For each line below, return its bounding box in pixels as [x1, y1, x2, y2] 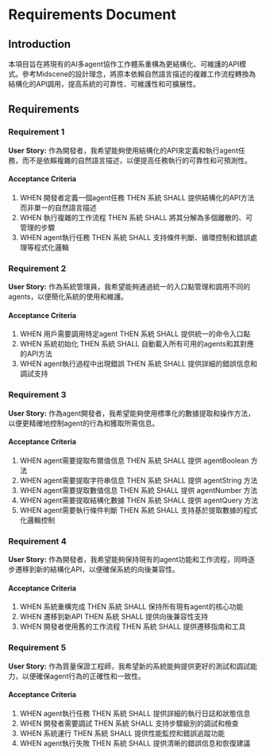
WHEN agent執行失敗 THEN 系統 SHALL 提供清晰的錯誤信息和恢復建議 [19, 738, 251, 748]
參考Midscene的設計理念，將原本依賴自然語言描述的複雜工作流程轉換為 [21, 69, 256, 79]
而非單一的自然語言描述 [19, 203, 97, 212]
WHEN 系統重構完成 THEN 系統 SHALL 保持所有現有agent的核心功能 [19, 602, 244, 611]
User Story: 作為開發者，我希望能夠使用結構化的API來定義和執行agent [8, 145, 238, 155]
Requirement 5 [8, 642, 67, 653]
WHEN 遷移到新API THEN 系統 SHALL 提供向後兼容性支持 [19, 612, 209, 622]
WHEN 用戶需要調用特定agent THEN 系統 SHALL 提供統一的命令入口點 [19, 329, 251, 339]
